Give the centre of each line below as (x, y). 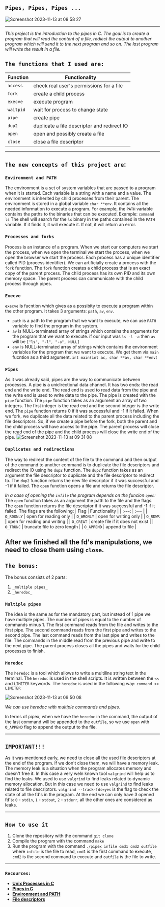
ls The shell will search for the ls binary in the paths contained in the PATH (80, 219)
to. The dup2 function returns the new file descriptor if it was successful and (82, 480)
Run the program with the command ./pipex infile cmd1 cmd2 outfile (84, 846)
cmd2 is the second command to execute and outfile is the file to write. (84, 856)
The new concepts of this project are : (66, 164)
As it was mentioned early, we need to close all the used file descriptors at (80, 758)
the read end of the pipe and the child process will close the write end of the (82, 432)
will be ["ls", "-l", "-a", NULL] (46, 341)
